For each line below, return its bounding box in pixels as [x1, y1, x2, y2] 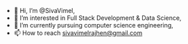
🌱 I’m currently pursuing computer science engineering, [13, 21, 173, 29]
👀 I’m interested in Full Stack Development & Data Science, [13, 14, 182, 22]
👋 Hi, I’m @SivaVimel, [13, 7, 75, 14]
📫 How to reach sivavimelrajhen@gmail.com [13, 29, 143, 37]
